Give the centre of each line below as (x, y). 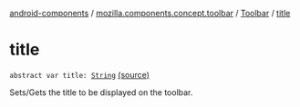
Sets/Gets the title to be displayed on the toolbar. (101, 92)
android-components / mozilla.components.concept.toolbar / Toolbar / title (150, 13)
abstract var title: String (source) (80, 74)
